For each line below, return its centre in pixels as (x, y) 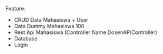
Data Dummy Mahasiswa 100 (49, 26)
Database (26, 38)
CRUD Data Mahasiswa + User (51, 20)
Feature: (16, 9)
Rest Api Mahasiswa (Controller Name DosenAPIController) (86, 32)
